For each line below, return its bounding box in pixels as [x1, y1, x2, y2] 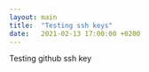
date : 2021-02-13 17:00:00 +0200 [9, 29, 141, 38]
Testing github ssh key [9, 54, 92, 64]
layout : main [9, 12, 58, 22]
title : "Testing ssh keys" [9, 21, 114, 30]
